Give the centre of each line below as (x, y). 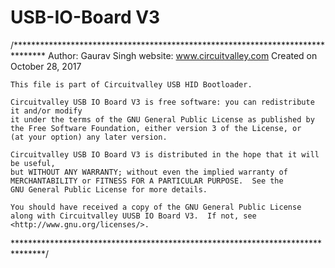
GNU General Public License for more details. (109, 189)
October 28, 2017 (46, 66)
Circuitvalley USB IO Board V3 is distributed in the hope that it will (165, 154)
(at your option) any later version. (89, 137)
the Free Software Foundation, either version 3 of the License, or (156, 128)
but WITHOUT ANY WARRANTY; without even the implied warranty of (149, 172)
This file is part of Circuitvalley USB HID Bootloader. (131, 84)
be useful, (33, 163)
